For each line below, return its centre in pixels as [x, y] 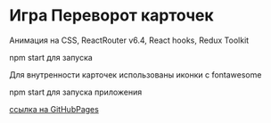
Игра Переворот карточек [111, 16]
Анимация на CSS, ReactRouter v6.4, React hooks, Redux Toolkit [129, 40]
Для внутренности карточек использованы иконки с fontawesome [135, 74]
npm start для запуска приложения [76, 92]
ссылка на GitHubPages [54, 109]
